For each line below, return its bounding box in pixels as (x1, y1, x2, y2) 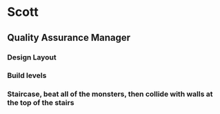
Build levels (7, 70, 47, 80)
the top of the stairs (7, 98, 74, 108)
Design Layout (7, 53, 57, 62)
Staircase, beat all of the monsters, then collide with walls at (7, 89, 213, 99)
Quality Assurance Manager (7, 32, 131, 44)
